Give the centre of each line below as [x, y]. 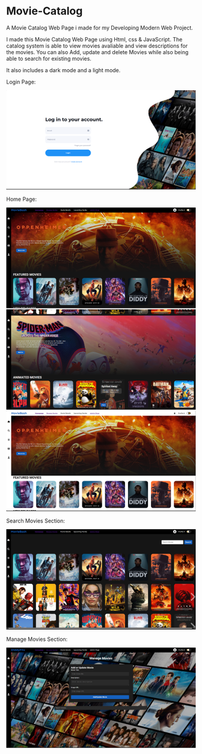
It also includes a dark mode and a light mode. [63, 70]
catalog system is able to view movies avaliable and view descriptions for [97, 46]
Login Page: [21, 82]
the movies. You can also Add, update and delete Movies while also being [97, 52]
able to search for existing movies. [49, 58]
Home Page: [22, 199]
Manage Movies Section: [37, 639]
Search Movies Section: [35, 521]
